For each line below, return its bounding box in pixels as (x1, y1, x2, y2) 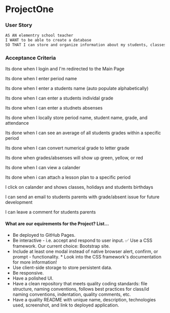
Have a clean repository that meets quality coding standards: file (12, 280, 148, 286)
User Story (5, 22, 32, 29)
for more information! (12, 259, 57, 265)
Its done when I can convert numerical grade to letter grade (5, 145, 130, 151)
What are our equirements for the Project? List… (5, 221, 109, 227)
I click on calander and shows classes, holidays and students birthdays (5, 184, 153, 190)
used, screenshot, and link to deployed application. (12, 302, 119, 308)
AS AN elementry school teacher (5, 33, 73, 38)
